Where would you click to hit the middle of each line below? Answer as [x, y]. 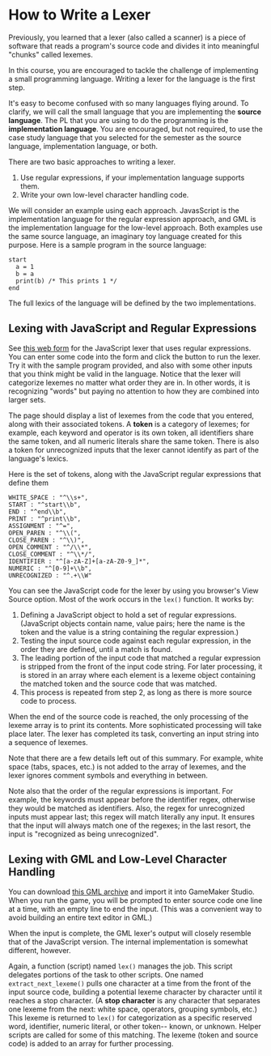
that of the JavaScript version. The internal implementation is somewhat [128, 942]
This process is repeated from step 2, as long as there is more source [136, 692]
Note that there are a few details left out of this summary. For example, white [136, 758]
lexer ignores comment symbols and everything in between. [108, 775]
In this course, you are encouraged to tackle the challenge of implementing [133, 70]
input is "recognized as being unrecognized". [84, 834]
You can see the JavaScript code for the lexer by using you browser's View [133, 590]
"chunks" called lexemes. [51, 54]
